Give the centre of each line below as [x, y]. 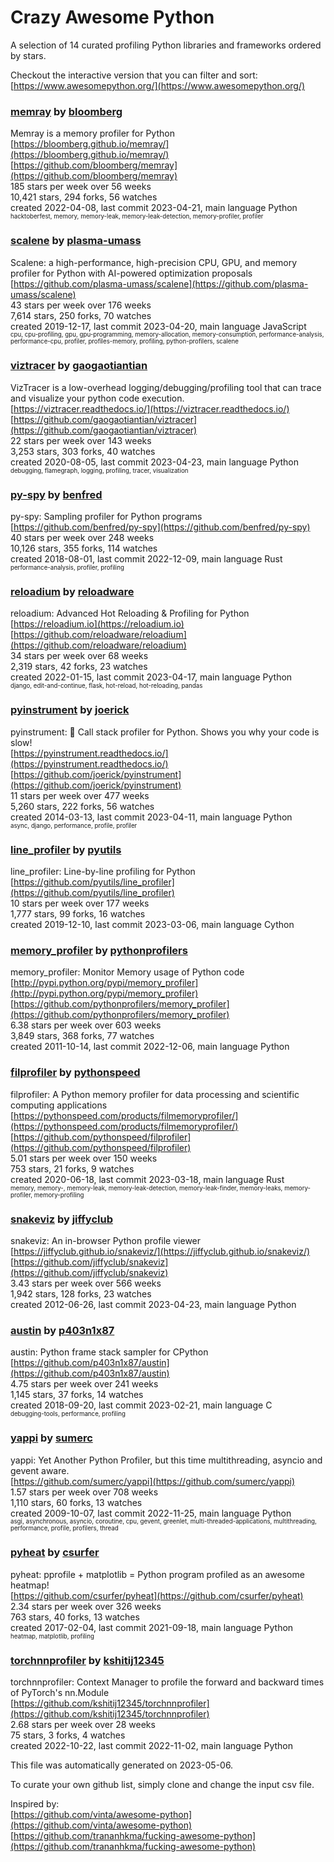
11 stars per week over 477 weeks [80, 795]
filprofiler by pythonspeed [75, 1073]
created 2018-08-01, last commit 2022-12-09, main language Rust [146, 559]
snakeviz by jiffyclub [61, 1219]
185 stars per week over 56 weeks [81, 187]
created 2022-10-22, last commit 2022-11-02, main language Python [151, 1746]
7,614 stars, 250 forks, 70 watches [81, 315]
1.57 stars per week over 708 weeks [84, 1492]
